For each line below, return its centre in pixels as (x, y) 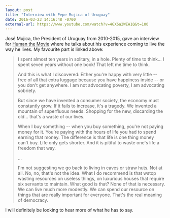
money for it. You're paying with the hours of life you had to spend (87, 132)
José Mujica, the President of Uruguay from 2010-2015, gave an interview (82, 39)
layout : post (19, 10)
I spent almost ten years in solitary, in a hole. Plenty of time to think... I (91, 59)
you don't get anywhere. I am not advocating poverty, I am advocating (91, 85)
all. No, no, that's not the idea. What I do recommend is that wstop (87, 173)
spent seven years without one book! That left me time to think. (84, 65)
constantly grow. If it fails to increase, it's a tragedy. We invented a (87, 106)
